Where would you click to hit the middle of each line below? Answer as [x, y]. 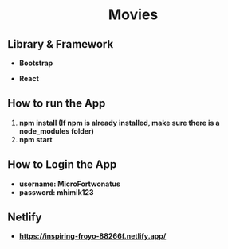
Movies [133, 15]
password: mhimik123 [56, 192]
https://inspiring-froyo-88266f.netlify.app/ [92, 236]
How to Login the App [62, 165]
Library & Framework [61, 44]
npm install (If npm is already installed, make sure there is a [119, 123]
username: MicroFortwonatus [70, 184]
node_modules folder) [57, 131]
